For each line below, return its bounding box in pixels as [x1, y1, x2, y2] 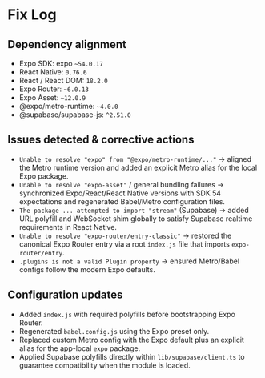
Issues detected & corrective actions [7, 133, 195, 147]
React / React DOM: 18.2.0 [18, 76, 109, 85]
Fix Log [7, 6, 57, 24]
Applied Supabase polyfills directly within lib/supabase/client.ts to [18, 352, 245, 361]
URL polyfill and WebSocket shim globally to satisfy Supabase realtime [18, 214, 253, 223]
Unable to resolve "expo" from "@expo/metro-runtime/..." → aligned [18, 154, 251, 163]
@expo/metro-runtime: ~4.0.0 [18, 102, 118, 111]
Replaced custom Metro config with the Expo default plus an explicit [18, 335, 245, 344]
